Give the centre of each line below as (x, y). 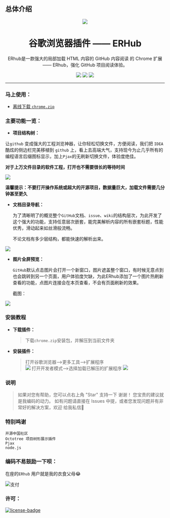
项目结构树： (26, 133)
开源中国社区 (17, 434)
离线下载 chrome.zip (33, 107)
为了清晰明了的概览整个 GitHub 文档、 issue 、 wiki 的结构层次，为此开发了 (87, 215)
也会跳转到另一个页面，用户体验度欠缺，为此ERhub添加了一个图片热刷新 (88, 276)
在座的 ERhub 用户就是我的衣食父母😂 (43, 473)
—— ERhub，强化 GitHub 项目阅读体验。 (85, 64)
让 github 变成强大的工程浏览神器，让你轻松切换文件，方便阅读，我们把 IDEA (84, 144)
